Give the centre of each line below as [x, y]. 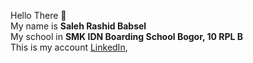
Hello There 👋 [38, 15]
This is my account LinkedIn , [69, 47]
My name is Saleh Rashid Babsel [78, 26]
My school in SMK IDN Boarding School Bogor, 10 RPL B [127, 36]
